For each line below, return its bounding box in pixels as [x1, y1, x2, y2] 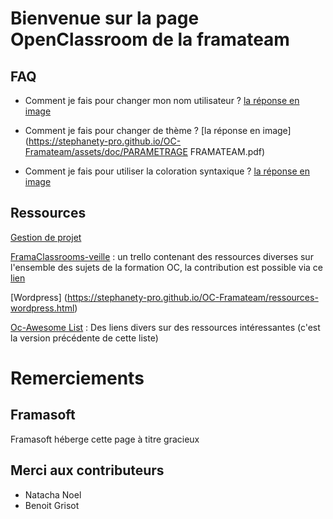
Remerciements [10, 367, 145, 389]
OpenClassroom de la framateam [10, 28, 290, 51]
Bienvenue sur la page [10, 7, 200, 30]
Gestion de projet [10, 231, 82, 243]
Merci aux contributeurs [10, 462, 165, 479]
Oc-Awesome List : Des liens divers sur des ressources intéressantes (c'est [10, 321, 321, 333]
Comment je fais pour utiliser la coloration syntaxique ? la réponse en [24, 165, 310, 177]
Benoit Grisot [24, 499, 80, 511]
